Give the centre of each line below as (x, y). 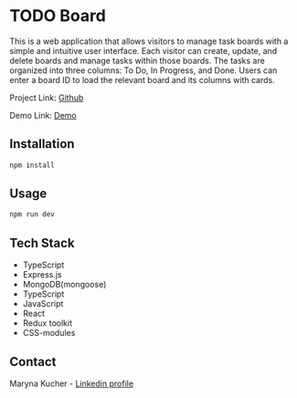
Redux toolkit (48, 323)
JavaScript (43, 304)
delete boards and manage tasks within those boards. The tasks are (137, 60)
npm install (32, 165)
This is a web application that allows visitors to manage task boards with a (149, 41)
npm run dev (32, 215)
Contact (33, 361)
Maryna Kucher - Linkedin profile (72, 383)
